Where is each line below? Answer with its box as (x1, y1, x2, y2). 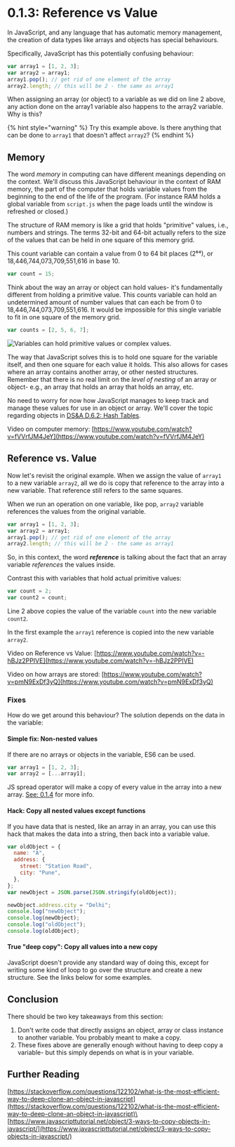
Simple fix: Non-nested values (7, 734, 98, 743)
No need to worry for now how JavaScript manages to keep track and (7, 397, 209, 404)
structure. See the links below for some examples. (7, 974, 152, 982)
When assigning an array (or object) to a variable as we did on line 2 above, (7, 95, 226, 103)
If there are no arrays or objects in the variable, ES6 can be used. (7, 750, 196, 759)
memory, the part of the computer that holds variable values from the (7, 185, 208, 194)
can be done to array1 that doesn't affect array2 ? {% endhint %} (7, 131, 194, 140)
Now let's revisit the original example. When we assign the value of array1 (7, 471, 222, 479)
